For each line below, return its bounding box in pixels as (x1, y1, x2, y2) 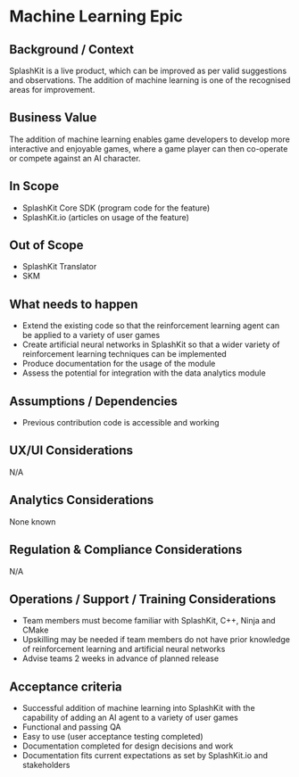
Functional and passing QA (21, 722, 122, 732)
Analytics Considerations (9, 492, 154, 508)
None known (9, 516, 56, 527)
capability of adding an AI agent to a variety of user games (21, 712, 238, 723)
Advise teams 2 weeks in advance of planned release (21, 653, 220, 664)
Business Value (9, 110, 97, 126)
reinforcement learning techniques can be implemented (21, 349, 228, 360)
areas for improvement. (9, 85, 96, 95)
